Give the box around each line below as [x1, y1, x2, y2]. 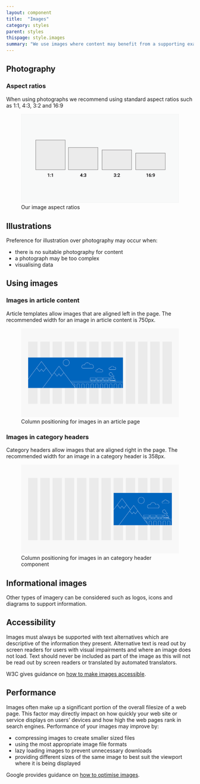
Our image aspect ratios [21, 204, 80, 211]
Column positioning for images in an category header [21, 555, 152, 562]
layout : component [6, 10, 52, 16]
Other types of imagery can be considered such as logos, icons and [6, 593, 173, 601]
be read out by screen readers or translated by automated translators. [6, 659, 177, 666]
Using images [6, 278, 58, 289]
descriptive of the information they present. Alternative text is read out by [6, 639, 186, 647]
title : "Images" [6, 16, 49, 22]
